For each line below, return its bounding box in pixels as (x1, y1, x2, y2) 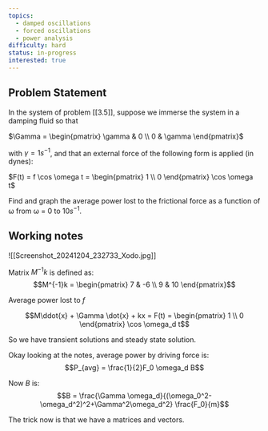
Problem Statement (8, 86, 107, 100)
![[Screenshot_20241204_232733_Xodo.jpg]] (8, 250, 157, 260)
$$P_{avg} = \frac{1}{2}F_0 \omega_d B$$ (64, 363, 205, 373)
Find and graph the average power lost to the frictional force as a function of (8, 196, 261, 206)
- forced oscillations (15, 26, 91, 34)
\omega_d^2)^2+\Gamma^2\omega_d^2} (39, 400, 174, 409)
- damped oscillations (15, 19, 91, 27)
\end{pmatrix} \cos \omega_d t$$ (78, 320, 190, 329)
